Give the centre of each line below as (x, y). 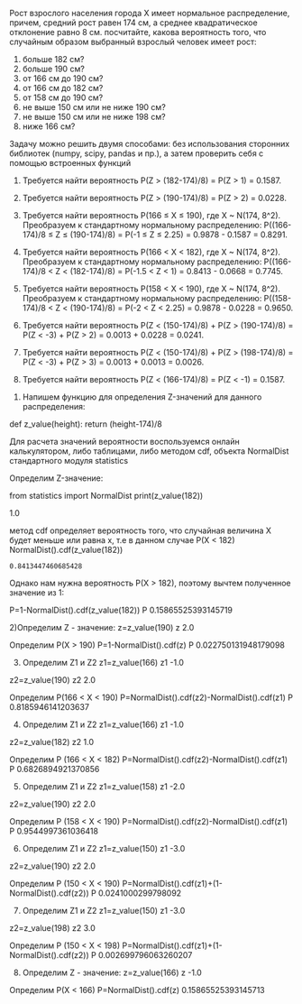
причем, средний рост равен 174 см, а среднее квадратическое (134, 23)
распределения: (54, 406)
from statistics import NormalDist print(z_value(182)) (106, 496)
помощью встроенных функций (70, 163)
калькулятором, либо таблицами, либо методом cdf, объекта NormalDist (149, 451)
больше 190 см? (54, 69)
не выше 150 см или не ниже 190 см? (94, 107)
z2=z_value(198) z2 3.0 (53, 928)
